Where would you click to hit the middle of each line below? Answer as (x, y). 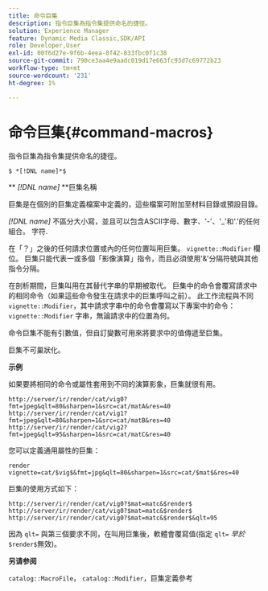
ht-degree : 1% (32, 83)
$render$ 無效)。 (35, 544)
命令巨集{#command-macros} (111, 132)
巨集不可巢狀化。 (37, 350)
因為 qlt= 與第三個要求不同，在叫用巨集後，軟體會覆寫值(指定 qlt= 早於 (127, 534)
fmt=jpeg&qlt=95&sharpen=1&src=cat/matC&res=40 (90, 435)
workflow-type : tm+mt (45, 68)
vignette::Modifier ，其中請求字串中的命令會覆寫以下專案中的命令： (122, 306)
